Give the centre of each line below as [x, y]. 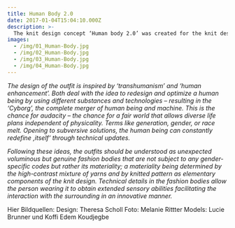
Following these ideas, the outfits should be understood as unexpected [109, 151]
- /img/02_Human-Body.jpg [51, 53]
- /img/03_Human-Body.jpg [51, 59]
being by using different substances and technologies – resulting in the [109, 100]
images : [19, 40]
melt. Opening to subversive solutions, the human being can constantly [110, 130]
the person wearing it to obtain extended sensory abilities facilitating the [112, 188]
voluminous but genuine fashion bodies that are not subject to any [103, 159]
